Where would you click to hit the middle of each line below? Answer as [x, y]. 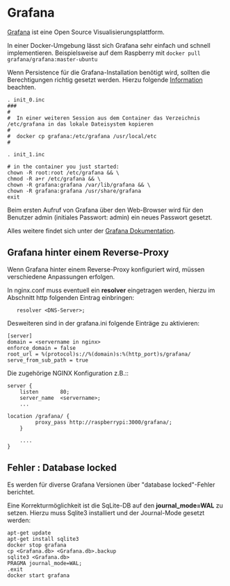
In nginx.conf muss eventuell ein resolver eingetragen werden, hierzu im [111, 290]
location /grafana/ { [39, 416]
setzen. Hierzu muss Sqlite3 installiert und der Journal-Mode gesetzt [106, 512]
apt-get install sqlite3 [43, 539]
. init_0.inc [26, 100]
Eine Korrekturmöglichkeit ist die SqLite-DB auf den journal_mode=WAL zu [115, 505]
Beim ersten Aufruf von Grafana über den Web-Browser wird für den [105, 210]
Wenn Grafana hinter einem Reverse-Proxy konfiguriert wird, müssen [106, 269]
